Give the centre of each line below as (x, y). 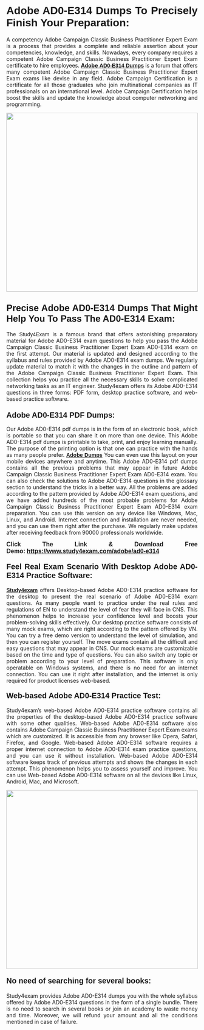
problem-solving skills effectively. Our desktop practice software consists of (102, 623)
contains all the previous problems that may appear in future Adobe (102, 468)
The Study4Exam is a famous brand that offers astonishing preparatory (102, 334)
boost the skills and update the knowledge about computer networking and (102, 97)
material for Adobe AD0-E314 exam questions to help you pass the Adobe (102, 340)
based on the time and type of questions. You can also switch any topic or (102, 655)
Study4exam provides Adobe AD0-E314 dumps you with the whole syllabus (102, 996)
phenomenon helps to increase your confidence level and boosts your (102, 616)
